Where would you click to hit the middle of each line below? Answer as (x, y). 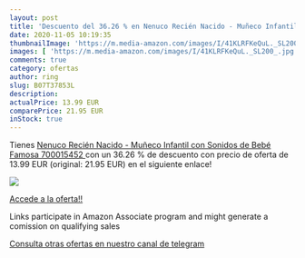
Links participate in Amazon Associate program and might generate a (139, 217)
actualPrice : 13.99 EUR (54, 102)
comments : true (38, 60)
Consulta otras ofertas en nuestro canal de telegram (107, 244)
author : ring (34, 77)
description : (34, 94)
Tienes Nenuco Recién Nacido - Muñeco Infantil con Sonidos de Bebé (140, 145)
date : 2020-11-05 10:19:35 (60, 35)
